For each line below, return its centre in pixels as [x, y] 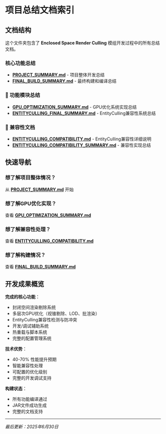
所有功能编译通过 [30, 399]
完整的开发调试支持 [32, 378]
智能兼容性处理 [27, 366]
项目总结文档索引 [40, 10]
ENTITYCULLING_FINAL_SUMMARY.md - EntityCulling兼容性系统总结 [84, 113]
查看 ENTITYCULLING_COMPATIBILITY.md [49, 241]
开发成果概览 [25, 284]
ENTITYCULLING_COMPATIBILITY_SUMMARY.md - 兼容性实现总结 [82, 145]
